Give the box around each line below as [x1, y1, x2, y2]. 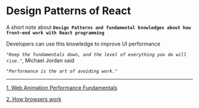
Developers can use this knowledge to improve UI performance [6, 40, 161, 47]
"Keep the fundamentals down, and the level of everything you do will [6, 51, 187, 57]
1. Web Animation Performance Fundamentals [6, 84, 117, 91]
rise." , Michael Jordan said [6, 57, 75, 64]
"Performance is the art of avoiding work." [6, 68, 118, 74]
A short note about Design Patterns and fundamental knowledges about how [6, 24, 191, 31]
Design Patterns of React [6, 4, 131, 18]
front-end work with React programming [6, 30, 105, 36]
